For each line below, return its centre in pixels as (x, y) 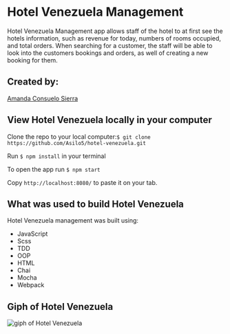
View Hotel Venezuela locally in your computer (109, 120)
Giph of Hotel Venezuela (60, 307)
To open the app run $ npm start (54, 169)
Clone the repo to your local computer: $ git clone (79, 136)
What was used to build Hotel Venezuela (96, 204)
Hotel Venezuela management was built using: (73, 221)
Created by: (33, 82)
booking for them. (32, 60)
